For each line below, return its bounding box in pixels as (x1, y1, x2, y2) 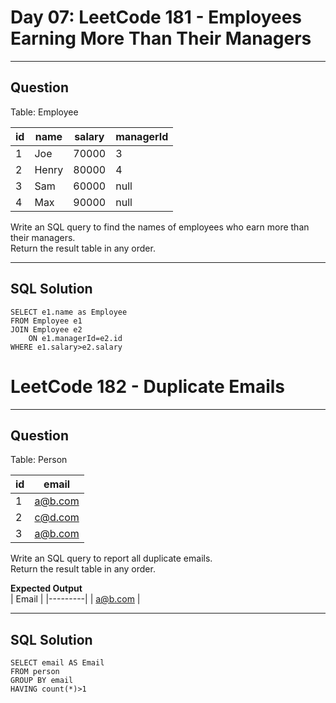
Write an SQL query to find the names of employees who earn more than (10, 221, 310, 233)
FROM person (10, 667, 60, 677)
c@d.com (34, 511, 80, 525)
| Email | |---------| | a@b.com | (10, 593, 141, 605)
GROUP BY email (10, 676, 74, 686)
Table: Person (10, 454, 68, 466)
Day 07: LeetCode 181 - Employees (10, 6, 303, 29)
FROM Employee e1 (10, 316, 83, 326)
